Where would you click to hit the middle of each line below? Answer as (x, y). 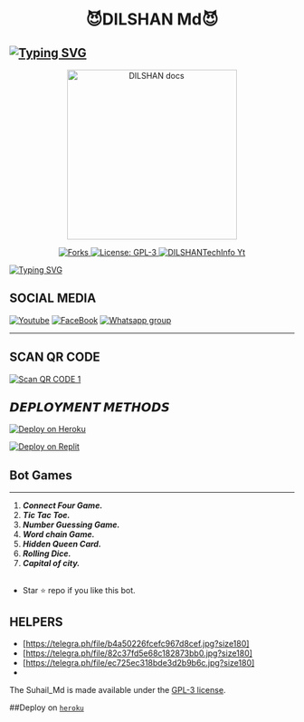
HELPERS (36, 622)
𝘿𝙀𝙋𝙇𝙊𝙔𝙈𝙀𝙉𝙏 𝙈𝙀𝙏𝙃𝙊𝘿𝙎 (90, 408)
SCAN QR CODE (55, 357)
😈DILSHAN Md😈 (152, 19)
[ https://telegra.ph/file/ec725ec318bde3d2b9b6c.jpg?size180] (138, 663)
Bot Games (41, 475)
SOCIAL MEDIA (53, 298)
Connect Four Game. (62, 505)
